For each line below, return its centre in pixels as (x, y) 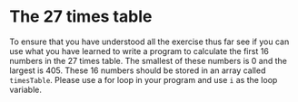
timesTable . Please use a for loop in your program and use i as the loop (144, 79)
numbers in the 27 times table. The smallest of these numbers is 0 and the (149, 60)
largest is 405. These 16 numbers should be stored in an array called (138, 70)
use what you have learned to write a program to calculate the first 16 (139, 51)
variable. (26, 89)
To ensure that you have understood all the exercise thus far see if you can (149, 42)
